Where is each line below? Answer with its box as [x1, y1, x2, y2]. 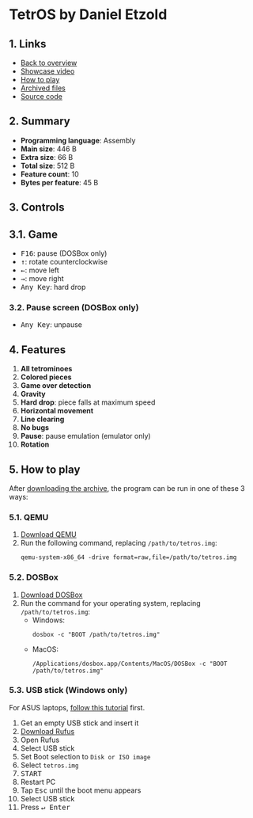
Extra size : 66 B [20, 152, 74, 162]
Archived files [20, 83, 66, 93]
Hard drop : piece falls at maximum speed [20, 398, 156, 407]
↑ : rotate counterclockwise [20, 257, 108, 267]
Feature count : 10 [20, 169, 79, 179]
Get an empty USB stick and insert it [20, 718, 139, 728]
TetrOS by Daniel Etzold [9, 6, 168, 24]
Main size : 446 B [20, 144, 77, 154]
